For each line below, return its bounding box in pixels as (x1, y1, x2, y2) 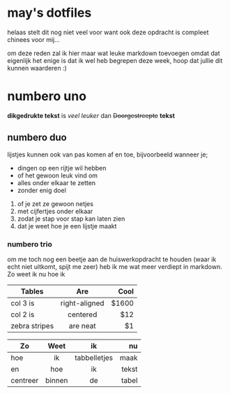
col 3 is (10, 298, 35, 308)
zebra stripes (10, 321, 54, 330)
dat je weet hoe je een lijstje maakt (17, 221, 117, 230)
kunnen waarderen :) (7, 64, 68, 72)
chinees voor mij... (7, 35, 61, 43)
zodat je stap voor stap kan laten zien (17, 214, 125, 223)
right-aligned (60, 298, 105, 308)
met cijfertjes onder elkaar (17, 207, 93, 215)
